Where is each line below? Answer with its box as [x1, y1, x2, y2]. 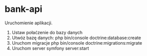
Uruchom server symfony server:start [11, 45, 89, 51]
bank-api [4, 3, 43, 15]
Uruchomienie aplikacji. [4, 20, 53, 26]
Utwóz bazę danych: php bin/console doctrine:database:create [11, 35, 141, 41]
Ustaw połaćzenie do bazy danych [11, 29, 83, 35]
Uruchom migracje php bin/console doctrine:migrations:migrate [11, 40, 143, 46]
